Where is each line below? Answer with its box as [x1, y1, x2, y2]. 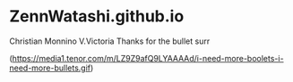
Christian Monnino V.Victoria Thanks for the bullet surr [9, 36, 211, 46]
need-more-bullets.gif [9, 62, 91, 73]
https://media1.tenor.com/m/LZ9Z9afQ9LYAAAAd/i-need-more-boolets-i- [12, 53, 284, 63]
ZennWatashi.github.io [9, 6, 185, 27]
